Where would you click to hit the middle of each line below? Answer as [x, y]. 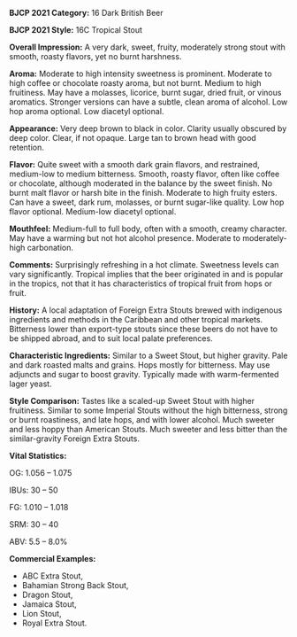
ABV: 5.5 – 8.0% [38, 541]
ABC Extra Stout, [53, 576]
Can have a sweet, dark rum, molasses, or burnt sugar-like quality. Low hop [147, 202]
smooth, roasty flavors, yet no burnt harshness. [95, 56]
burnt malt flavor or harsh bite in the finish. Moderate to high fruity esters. [143, 193]
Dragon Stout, [47, 594]
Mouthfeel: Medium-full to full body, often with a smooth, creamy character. [148, 229]
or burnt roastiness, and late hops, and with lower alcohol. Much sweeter [142, 419]
